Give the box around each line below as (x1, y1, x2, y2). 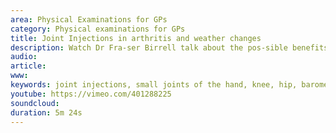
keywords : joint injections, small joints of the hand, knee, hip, (10, 80, 298, 90)
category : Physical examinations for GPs (10, 24, 186, 34)
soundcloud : (10, 98, 60, 108)
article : (10, 61, 47, 71)
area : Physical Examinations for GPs (10, 14, 168, 25)
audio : (10, 52, 38, 62)
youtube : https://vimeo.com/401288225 (10, 89, 172, 99)
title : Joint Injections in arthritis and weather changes (10, 33, 262, 43)
